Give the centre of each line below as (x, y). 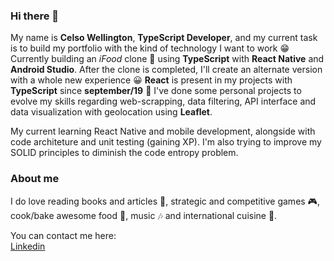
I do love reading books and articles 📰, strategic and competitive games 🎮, (165, 201)
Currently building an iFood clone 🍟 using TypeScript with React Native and (167, 59)
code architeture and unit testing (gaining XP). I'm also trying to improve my (166, 142)
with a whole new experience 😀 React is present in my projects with (151, 80)
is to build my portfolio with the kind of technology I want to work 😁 (150, 48)
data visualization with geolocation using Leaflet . (111, 112)
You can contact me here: (63, 235)
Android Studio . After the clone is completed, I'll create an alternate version (166, 70)
